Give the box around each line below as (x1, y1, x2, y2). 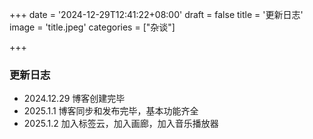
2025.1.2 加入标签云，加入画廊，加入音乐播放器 (23, 118, 219, 130)
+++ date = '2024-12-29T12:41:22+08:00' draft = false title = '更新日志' (9, 9, 304, 20)
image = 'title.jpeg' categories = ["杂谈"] (9, 21, 176, 33)
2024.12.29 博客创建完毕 (23, 93, 126, 105)
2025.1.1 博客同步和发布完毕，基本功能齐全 (23, 105, 199, 117)
